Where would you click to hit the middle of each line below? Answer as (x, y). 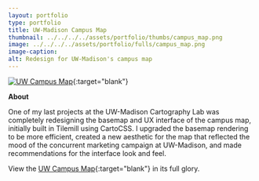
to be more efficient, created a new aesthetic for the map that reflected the (129, 136)
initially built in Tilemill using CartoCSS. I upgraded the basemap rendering (128, 128)
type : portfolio (35, 23)
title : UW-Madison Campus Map (58, 30)
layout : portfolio (38, 15)
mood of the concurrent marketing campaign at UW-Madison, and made (125, 145)
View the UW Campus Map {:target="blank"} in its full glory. (104, 168)
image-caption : (33, 52)
